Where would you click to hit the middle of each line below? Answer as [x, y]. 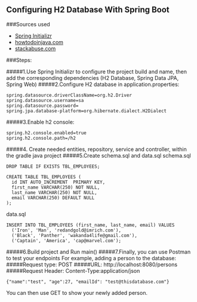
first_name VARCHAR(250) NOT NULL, [56, 187]
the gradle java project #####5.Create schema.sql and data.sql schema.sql [98, 155]
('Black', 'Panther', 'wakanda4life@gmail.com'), [74, 235]
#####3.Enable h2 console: [40, 122]
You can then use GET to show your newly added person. [77, 292]
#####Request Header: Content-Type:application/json [73, 270]
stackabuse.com [35, 48]
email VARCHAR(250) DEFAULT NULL [53, 198]
